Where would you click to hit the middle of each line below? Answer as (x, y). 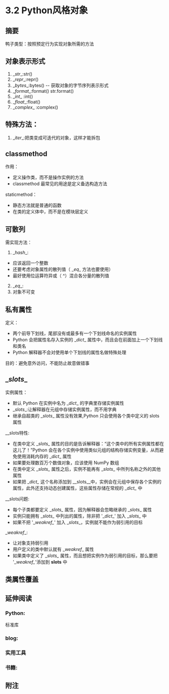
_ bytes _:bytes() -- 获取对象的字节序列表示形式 (60, 85)
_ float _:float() (26, 101)
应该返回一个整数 (30, 263)
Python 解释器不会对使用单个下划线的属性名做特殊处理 (69, 353)
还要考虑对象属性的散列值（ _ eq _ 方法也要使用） (63, 269)
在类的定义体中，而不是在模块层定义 (50, 212)
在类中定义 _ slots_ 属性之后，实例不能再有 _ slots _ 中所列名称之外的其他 (87, 469)
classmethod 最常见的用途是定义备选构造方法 (60, 184)
